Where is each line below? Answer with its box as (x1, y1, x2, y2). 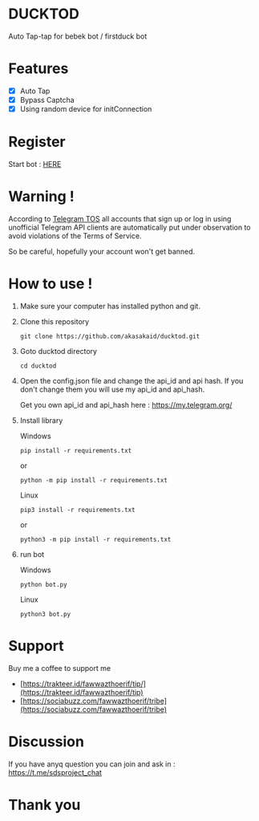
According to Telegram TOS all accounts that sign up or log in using (8, 213, 232, 223)
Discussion (8, 733, 84, 750)
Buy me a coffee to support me (8, 663, 111, 673)
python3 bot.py (19, 610, 71, 618)
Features (8, 59, 69, 78)
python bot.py (19, 580, 67, 588)
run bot (19, 549, 45, 559)
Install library (19, 415, 63, 425)
